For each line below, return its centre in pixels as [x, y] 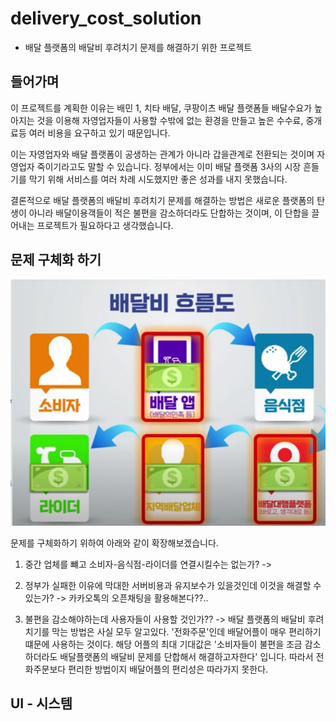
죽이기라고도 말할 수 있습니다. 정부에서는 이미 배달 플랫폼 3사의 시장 [169, 166]
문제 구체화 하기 [56, 260]
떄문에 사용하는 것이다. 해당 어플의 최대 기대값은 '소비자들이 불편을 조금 [163, 644]
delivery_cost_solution [106, 18]
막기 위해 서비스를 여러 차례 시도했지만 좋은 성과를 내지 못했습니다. [158, 179]
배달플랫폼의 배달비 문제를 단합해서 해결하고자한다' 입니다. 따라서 [186, 657]
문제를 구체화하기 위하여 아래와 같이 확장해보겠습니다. [114, 543]
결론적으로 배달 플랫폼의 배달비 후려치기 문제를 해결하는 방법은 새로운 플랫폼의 [162, 200]
